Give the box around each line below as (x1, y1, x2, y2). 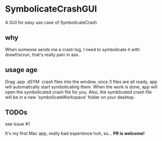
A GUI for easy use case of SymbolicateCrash (5, 19, 98, 25)
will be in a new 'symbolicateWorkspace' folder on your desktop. (5, 94, 135, 100)
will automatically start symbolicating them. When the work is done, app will (5, 84, 158, 89)
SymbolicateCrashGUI (5, 3, 97, 15)
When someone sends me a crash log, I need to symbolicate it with (5, 46, 140, 52)
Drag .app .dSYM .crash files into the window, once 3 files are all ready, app (5, 79, 158, 85)
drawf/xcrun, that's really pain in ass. (5, 52, 80, 57)
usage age (5, 66, 38, 74)
